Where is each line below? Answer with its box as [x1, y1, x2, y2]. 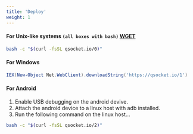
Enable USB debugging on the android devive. [14, 98, 128, 105]
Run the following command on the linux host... [14, 111, 130, 118]
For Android [6, 85, 36, 92]
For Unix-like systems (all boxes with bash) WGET [6, 33, 136, 40]
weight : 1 [6, 14, 31, 20]
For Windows [6, 59, 40, 66]
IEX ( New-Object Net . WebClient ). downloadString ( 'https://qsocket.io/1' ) [6, 72, 188, 78]
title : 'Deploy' [6, 8, 46, 15]
